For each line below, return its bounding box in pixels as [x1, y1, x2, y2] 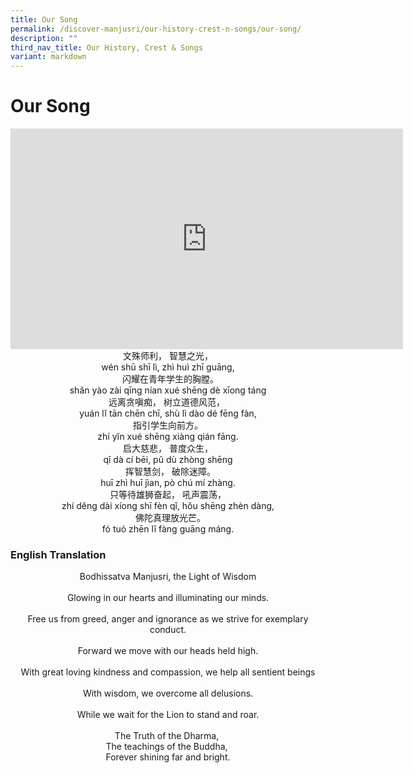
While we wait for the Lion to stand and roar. [76, 709, 260, 721]
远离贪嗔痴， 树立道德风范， [108, 396, 225, 408]
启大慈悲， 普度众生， [123, 442, 213, 455]
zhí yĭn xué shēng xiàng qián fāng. [97, 431, 239, 443]
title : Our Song [10, 14, 78, 25]
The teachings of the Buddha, [105, 741, 228, 753]
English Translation [10, 547, 107, 561]
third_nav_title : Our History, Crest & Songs [10, 42, 203, 53]
